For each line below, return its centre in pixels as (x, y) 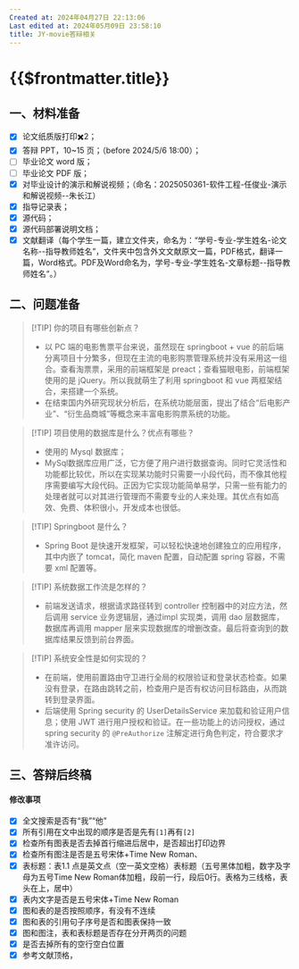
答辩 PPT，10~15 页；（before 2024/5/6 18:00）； (112, 150)
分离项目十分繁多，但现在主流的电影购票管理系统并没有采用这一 (162, 357)
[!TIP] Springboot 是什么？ (79, 526)
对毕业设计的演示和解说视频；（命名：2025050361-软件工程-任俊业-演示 (154, 184)
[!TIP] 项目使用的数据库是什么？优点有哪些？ (112, 432)
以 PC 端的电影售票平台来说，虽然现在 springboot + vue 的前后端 (164, 347)
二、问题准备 (45, 305)
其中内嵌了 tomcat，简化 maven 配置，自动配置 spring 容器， (157, 556)
